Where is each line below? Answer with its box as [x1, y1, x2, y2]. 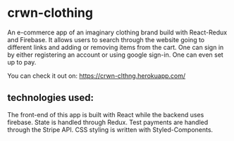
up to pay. [7, 58, 37, 66]
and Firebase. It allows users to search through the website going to [7, 35, 205, 43]
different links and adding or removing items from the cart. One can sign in [7, 43, 224, 51]
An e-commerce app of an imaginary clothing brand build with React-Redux [7, 28, 228, 36]
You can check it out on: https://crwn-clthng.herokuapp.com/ [7, 72, 186, 80]
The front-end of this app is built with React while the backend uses [7, 110, 204, 119]
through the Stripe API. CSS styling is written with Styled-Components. [7, 125, 214, 134]
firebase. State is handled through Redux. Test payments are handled [7, 118, 209, 126]
